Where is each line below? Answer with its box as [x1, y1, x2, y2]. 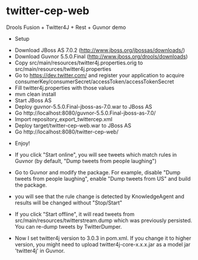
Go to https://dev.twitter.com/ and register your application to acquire [14, 71, 185, 79]
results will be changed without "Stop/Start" [14, 199, 123, 206]
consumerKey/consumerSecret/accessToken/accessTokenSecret [14, 78, 174, 85]
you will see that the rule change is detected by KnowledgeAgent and [14, 193, 185, 200]
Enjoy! [14, 139, 30, 147]
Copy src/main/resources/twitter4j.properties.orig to [14, 59, 143, 66]
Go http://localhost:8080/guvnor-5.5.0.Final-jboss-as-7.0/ [14, 109, 156, 116]
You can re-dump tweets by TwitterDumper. [14, 223, 122, 230]
